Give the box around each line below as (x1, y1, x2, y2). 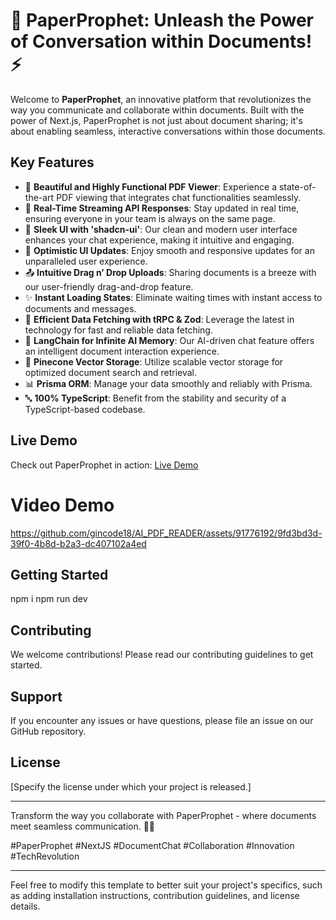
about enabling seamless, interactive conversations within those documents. (10, 125, 326, 137)
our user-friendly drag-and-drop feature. (24, 280, 194, 293)
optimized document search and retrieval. (24, 366, 198, 378)
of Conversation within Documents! (10, 30, 313, 53)
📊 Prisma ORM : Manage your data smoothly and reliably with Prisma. (24, 377, 313, 389)
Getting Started (10, 566, 109, 583)
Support (10, 688, 63, 705)
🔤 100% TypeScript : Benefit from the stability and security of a (24, 392, 287, 404)
